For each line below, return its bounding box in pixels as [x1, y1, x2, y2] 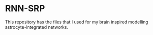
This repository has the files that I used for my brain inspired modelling [5, 19, 149, 25]
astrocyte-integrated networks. [5, 24, 68, 30]
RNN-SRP [5, 3, 45, 14]
